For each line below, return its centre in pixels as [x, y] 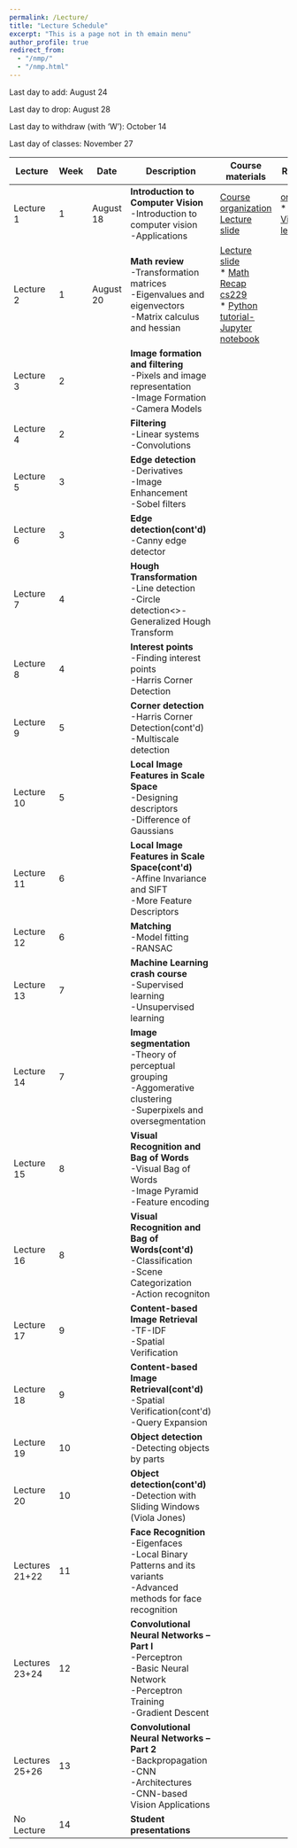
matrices [148, 283]
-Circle [145, 599]
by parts [148, 1459]
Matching [151, 925]
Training [148, 1701]
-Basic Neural [160, 1668]
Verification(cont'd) [171, 1411]
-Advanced [154, 1587]
